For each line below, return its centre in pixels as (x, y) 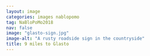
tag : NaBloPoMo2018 (30, 22)
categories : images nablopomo (43, 17)
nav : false (19, 28)
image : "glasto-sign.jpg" (37, 33)
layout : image (23, 11)
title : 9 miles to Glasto (37, 44)
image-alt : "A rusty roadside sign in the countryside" (75, 38)
